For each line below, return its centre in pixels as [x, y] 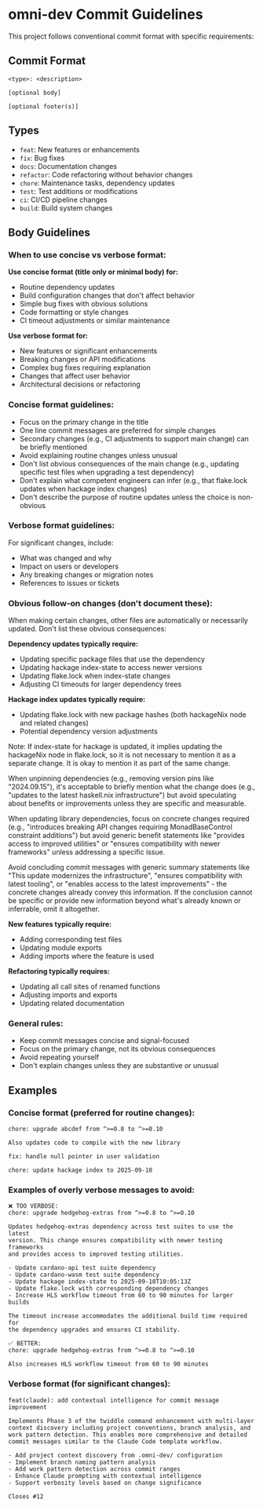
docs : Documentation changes [68, 166]
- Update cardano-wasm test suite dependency [84, 1275]
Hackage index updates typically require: [77, 700]
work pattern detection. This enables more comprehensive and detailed [128, 1435]
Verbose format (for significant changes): [89, 1384]
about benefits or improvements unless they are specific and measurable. [127, 803]
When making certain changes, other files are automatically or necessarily [128, 620]
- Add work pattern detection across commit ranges [94, 1469]
